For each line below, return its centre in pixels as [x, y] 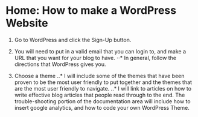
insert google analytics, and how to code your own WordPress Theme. [102, 107]
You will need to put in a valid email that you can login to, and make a [100, 51]
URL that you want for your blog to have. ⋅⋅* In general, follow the [95, 58]
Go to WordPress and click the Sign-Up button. [73, 40]
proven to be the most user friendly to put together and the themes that [103, 82]
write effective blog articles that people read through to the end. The [100, 95]
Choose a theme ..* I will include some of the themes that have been [99, 76]
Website [27, 23]
